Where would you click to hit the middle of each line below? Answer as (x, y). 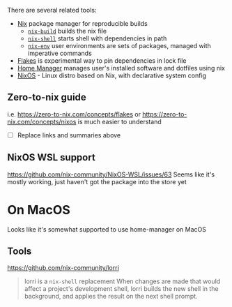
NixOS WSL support (51, 157)
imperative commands (60, 53)
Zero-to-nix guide (47, 97)
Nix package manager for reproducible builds (82, 23)
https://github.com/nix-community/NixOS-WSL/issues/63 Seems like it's (111, 174)
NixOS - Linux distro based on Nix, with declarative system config (112, 75)
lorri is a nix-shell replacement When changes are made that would (122, 281)
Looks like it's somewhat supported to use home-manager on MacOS (107, 229)
